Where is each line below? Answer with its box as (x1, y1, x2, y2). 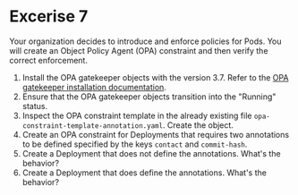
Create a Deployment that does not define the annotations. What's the (21, 148, 281, 158)
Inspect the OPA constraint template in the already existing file (21, 110, 252, 121)
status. (21, 100, 47, 111)
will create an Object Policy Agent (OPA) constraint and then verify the (9, 45, 268, 55)
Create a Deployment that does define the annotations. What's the (21, 167, 267, 178)
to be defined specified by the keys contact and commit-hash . (21, 139, 248, 149)
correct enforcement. (9, 55, 88, 65)
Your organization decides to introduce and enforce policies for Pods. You (9, 36, 282, 47)
